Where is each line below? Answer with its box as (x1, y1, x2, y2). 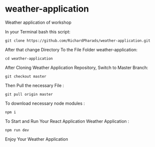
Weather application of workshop (5, 19, 72, 25)
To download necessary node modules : (5, 100, 85, 106)
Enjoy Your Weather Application (5, 136, 69, 142)
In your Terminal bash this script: (5, 29, 71, 34)
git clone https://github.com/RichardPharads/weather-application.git (5, 38, 151, 43)
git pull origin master (5, 92, 53, 97)
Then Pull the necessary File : (5, 82, 64, 88)
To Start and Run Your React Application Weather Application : (5, 118, 129, 124)
